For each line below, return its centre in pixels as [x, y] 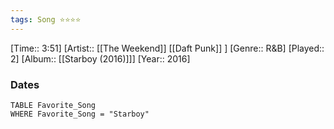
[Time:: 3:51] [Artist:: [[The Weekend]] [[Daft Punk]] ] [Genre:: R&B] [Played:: [167, 48]
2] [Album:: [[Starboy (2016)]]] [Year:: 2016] [100, 58]
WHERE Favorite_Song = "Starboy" [80, 114]
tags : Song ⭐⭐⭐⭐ [46, 19]
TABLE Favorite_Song [53, 105]
